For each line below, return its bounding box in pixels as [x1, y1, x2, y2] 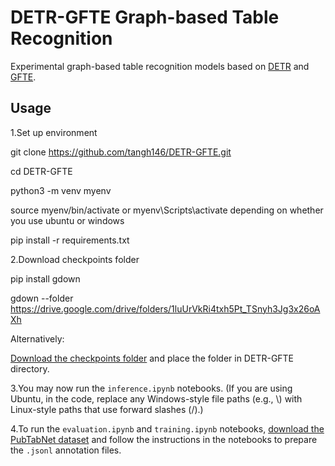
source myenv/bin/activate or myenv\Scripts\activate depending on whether [10, 204, 324, 216]
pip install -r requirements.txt [10, 234, 130, 246]
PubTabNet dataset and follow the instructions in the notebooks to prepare [10, 433, 318, 445]
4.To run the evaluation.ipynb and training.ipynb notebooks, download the [10, 422, 325, 435]
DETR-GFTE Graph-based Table [10, 6, 280, 29]
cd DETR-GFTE [10, 165, 73, 177]
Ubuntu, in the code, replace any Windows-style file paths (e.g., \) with [10, 392, 303, 405]
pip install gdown [10, 272, 81, 285]
